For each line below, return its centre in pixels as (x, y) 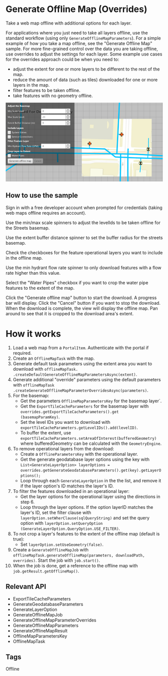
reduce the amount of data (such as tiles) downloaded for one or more (85, 80)
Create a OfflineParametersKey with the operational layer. (79, 454)
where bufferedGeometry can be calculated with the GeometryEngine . (91, 443)
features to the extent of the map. (40, 288)
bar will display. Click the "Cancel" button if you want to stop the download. (83, 303)
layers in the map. (31, 85)
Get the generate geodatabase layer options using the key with (85, 459)
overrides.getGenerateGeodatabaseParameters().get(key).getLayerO (91, 470)
